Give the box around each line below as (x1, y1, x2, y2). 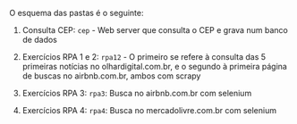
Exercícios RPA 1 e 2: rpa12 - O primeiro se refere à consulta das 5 (21, 52, 267, 62)
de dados (21, 35, 58, 45)
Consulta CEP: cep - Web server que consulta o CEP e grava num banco (21, 25, 288, 35)
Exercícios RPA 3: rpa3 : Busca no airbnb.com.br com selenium (21, 88, 252, 98)
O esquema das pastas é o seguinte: (9, 8, 144, 18)
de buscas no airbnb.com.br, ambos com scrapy (21, 70, 201, 81)
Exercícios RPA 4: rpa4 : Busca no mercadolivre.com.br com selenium (21, 105, 277, 115)
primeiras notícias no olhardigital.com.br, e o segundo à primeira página (21, 62, 288, 71)
